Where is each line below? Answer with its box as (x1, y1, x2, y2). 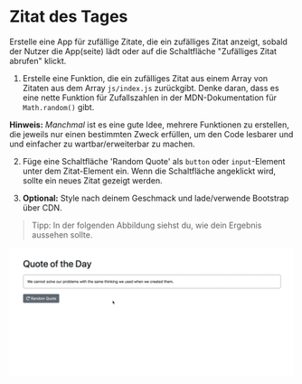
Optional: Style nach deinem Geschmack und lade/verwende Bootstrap (22, 192, 289, 203)
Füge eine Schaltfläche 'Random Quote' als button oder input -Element (22, 155, 286, 166)
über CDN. (22, 201, 62, 213)
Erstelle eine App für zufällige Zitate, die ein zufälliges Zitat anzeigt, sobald (9, 36, 288, 47)
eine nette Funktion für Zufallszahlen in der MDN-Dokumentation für (22, 92, 278, 103)
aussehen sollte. (31, 229, 93, 240)
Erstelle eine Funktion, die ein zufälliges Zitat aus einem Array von (22, 72, 269, 83)
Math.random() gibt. (22, 101, 95, 112)
